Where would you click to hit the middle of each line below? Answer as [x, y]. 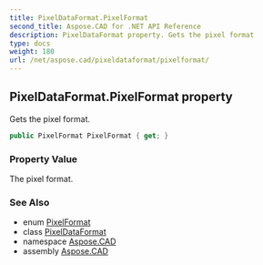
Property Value [44, 158]
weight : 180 [32, 52]
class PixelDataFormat [64, 232]
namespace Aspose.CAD [69, 241]
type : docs [30, 43]
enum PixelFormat [56, 222]
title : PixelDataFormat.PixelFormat [79, 18]
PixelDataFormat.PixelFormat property [121, 97]
